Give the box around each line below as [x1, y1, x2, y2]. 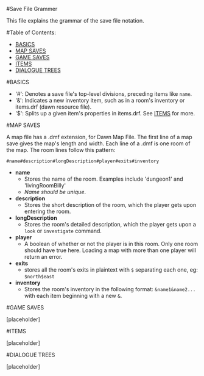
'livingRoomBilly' [24, 182, 66, 189]
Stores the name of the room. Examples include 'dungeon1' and [24, 175, 184, 183]
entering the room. [24, 208, 71, 215]
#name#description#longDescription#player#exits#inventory [6, 158, 160, 164]
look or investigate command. [24, 227, 102, 234]
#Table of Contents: [6, 29, 56, 36]
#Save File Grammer [6, 5, 58, 12]
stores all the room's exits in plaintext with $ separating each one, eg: [24, 266, 198, 273]
